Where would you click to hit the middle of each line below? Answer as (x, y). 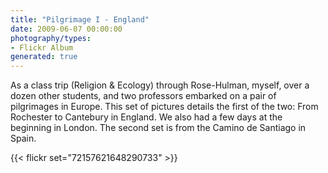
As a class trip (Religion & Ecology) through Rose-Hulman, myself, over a (160, 85)
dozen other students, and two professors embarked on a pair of (143, 96)
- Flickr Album (42, 47)
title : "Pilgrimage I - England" (80, 19)
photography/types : (51, 38)
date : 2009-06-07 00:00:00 (66, 29)
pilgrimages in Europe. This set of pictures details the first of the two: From (164, 107)
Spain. (23, 138)
